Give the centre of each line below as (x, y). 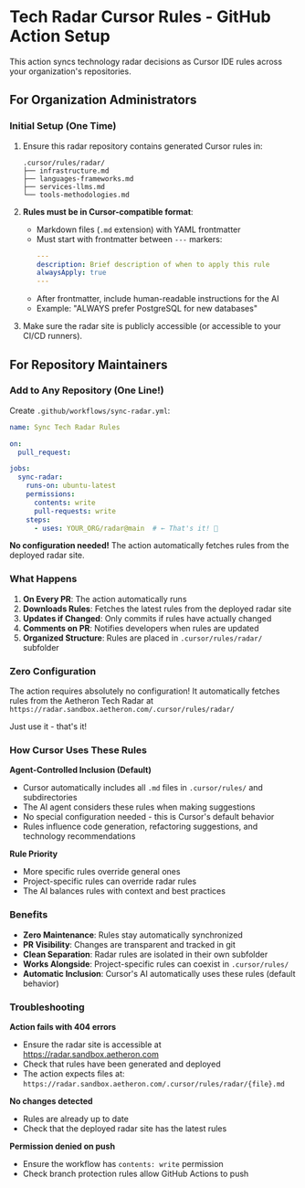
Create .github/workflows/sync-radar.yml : (90, 410)
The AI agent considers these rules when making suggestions (139, 807)
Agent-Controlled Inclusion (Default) (81, 770)
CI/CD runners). (53, 336)
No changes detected (51, 1101)
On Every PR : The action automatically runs (105, 599)
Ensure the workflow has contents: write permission (123, 1163)
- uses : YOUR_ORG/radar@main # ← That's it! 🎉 (126, 528)
